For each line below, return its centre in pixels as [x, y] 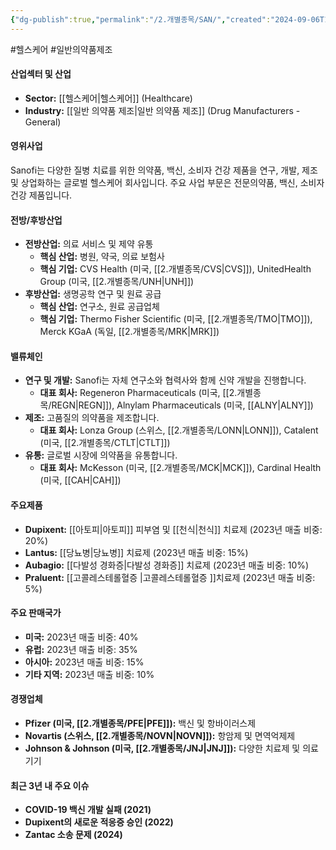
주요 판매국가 [36, 613]
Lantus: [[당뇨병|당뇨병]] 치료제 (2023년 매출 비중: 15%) [136, 552]
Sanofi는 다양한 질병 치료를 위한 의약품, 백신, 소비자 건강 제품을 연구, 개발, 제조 [164, 170]
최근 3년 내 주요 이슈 [50, 785]
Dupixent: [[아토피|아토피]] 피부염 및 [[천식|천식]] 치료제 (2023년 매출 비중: [173, 529]
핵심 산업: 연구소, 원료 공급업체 [99, 307]
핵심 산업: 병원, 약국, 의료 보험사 [102, 257]
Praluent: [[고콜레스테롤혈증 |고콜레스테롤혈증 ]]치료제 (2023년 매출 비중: [170, 577]
